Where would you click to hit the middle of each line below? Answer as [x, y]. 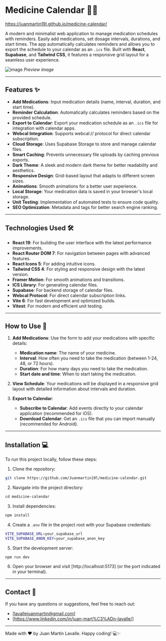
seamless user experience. [33, 60]
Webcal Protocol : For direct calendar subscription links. [69, 295]
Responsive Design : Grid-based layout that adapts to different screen [83, 175]
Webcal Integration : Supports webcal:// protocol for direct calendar [81, 133]
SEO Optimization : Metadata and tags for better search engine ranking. [85, 207]
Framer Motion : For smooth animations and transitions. [68, 280]
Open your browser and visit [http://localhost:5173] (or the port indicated [86, 567]
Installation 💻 [27, 445]
